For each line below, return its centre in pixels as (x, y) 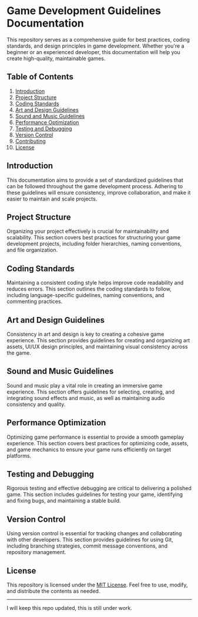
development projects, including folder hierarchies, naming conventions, (94, 244)
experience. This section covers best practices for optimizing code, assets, (98, 443)
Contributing (30, 141)
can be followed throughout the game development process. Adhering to (95, 186)
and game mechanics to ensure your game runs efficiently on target (89, 449)
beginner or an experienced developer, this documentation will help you (94, 52)
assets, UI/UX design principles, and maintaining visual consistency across (97, 346)
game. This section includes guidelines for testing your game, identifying (95, 495)
